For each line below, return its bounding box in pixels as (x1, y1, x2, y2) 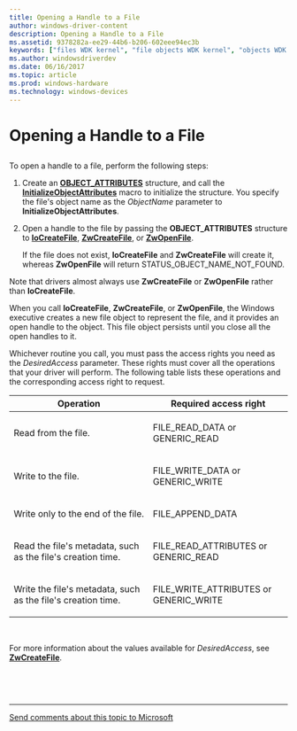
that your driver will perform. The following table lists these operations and (9, 367, 281, 377)
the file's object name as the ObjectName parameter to (21, 197, 223, 207)
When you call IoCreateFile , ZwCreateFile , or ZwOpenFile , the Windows (9, 303, 276, 314)
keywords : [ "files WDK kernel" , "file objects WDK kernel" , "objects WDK (9, 46, 287, 55)
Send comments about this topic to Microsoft (9, 712, 174, 723)
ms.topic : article (9, 71, 77, 80)
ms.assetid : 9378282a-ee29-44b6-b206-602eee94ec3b (9, 37, 200, 47)
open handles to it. (9, 331, 77, 342)
